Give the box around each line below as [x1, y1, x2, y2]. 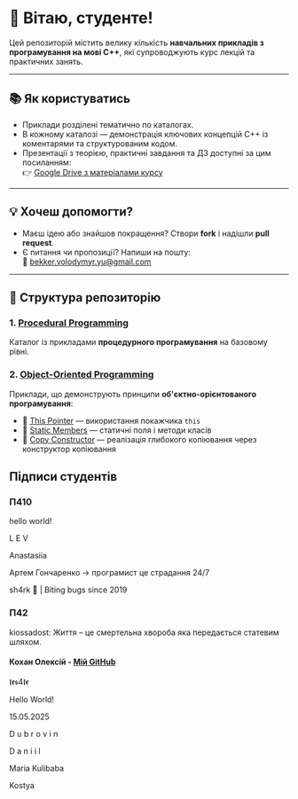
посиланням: [21, 157, 72, 168]
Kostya [9, 779, 35, 790]
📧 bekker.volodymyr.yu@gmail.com [21, 256, 152, 267]
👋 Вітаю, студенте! [9, 8, 153, 28]
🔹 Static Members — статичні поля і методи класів [21, 425, 212, 435]
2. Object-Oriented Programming [9, 368, 154, 380]
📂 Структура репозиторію [9, 290, 161, 305]
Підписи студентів [9, 469, 118, 484]
